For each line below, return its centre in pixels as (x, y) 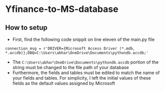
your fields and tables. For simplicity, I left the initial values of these (81, 78)
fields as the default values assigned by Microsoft (63, 83)
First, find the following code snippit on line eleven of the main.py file (83, 39)
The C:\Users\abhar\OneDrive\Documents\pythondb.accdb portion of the (85, 62)
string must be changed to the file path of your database (70, 67)
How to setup (26, 28)
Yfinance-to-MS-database (62, 9)
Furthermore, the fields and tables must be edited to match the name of (86, 73)
